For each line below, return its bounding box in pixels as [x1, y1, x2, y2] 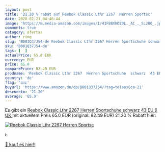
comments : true [5, 25, 36, 30]
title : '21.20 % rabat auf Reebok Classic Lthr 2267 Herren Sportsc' [5, 12, 153, 17]
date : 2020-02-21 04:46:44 [5, 16, 60, 21]
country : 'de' [5, 76, 34, 80]
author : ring [5, 35, 32, 40]
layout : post [5, 7, 32, 12]
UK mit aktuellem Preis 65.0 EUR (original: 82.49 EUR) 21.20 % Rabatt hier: [5, 112, 156, 118]
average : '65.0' [5, 94, 38, 99]
